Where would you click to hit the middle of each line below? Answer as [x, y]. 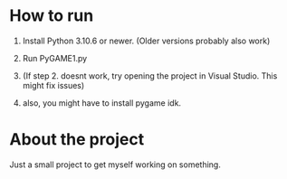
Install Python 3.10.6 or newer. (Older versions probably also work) [146, 41]
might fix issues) [53, 85]
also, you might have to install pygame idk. [102, 103]
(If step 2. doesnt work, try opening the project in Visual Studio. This [150, 75]
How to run [52, 16]
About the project [77, 140]
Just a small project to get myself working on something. [115, 165]
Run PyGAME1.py [55, 58]
